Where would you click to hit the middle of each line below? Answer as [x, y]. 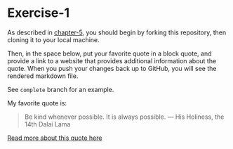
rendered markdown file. [43, 76]
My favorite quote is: [37, 103]
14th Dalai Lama [47, 124]
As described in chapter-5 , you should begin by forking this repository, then [117, 32]
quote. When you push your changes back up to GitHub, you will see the [112, 68]
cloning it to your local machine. [53, 39]
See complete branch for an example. [61, 89]
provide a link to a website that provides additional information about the [112, 60]
